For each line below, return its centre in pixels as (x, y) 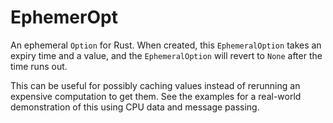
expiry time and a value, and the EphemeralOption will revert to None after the (166, 55)
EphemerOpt (64, 17)
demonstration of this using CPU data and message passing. (135, 107)
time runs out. (39, 66)
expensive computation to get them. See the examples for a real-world (156, 96)
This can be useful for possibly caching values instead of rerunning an (155, 85)
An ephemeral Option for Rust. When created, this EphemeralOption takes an (166, 45)
